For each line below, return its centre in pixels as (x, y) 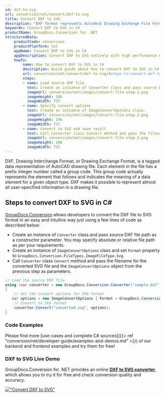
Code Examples (24, 325)
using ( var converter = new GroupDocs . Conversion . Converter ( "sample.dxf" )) (84, 285)
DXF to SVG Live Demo (33, 359)
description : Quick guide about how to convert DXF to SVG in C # (91, 69)
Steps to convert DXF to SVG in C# (58, 203)
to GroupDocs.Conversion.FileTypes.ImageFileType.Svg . (68, 255)
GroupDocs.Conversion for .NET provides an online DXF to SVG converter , (81, 369)
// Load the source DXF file (35, 280)
